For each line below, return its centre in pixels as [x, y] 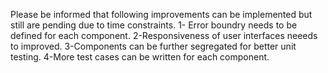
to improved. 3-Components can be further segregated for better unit [153, 46]
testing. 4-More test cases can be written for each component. [140, 57]
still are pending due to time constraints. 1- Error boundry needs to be [154, 25]
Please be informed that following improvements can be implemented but [161, 14]
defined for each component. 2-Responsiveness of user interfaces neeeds [164, 35]
